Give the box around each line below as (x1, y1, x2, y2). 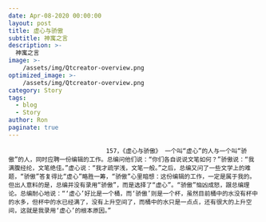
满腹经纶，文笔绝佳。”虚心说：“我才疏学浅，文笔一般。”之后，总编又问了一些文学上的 (8, 163, 245, 172)
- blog (15, 101, 38, 109)
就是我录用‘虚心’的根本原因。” (26, 206, 112, 215)
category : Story (8, 86, 62, 95)
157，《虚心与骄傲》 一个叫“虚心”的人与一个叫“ (105, 147, 241, 155)
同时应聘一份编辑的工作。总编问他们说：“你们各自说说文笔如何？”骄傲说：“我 (35, 155, 255, 163)
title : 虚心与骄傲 (8, 26, 64, 34)
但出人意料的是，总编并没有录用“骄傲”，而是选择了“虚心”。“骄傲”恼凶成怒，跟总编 (8, 181, 244, 189)
